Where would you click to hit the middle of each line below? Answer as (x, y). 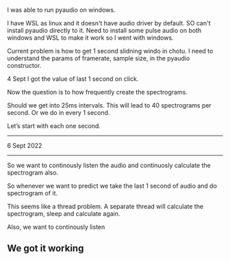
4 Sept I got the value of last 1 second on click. (73, 79)
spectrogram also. (33, 173)
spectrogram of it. (33, 193)
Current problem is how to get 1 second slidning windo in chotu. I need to (110, 51)
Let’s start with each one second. (54, 126)
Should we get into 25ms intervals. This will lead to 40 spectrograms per (110, 105)
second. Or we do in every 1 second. (59, 113)
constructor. (24, 65)
